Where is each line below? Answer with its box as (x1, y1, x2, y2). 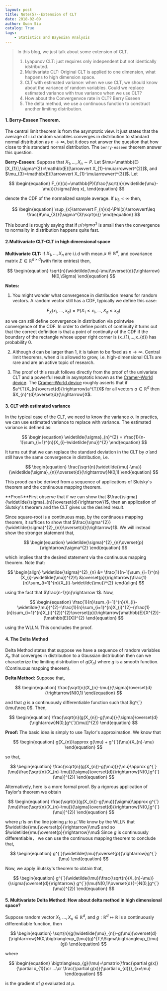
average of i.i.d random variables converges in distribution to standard (5, 134, 149, 140)
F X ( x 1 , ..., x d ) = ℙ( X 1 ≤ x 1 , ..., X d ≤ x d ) (46, 307, 121, 315)
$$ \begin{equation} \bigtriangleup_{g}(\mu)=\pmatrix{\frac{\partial (8, 960, 148, 966)
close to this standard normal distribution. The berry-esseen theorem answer (5, 144, 162, 150)
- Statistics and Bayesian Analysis (14, 35, 90, 40)
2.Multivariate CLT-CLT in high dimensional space (5, 238, 111, 244)
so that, (5, 754, 21, 760)
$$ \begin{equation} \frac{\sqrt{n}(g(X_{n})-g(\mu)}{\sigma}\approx (8, 799, 148, 805)
